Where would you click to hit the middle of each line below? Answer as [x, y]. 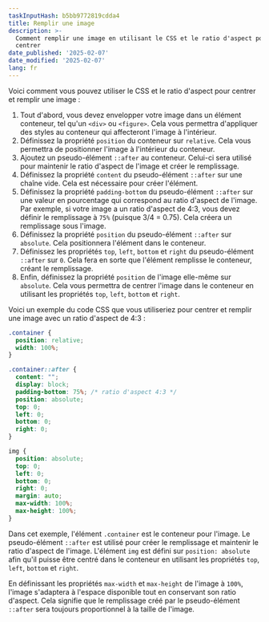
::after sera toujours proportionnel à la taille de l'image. [101, 609]
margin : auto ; [39, 496]
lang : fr [23, 68]
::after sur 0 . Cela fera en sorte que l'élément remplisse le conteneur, [136, 260]
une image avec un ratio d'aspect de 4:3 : [77, 318]
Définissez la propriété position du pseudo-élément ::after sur [126, 234]
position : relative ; [50, 340]
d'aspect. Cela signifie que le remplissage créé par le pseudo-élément [124, 600]
